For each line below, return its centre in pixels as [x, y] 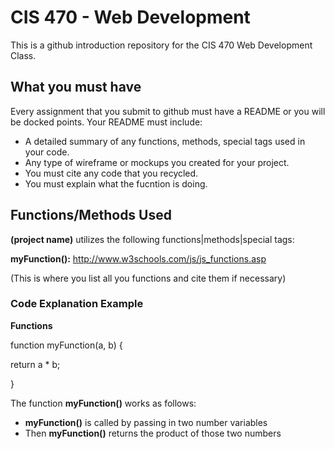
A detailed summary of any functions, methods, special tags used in [165, 141]
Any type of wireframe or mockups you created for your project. [157, 162]
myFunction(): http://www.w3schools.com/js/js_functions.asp [138, 258]
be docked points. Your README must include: [106, 122]
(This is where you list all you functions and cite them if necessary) [148, 278]
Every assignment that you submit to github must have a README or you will [168, 111]
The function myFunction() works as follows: [103, 403]
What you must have [76, 87]
